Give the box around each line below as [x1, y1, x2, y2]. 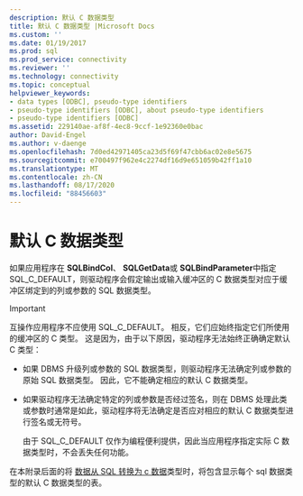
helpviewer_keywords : [9, 88, 91, 97]
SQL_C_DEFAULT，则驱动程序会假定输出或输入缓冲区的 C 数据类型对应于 [9, 273, 280, 284]
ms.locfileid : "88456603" [9, 189, 106, 198]
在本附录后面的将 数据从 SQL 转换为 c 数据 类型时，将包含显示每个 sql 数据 [9, 465, 286, 476]
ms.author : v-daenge [9, 139, 87, 148]
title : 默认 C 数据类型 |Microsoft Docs [9, 22, 155, 31]
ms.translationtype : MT [9, 164, 99, 173]
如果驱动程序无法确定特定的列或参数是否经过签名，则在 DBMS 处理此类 [22, 393, 288, 404]
